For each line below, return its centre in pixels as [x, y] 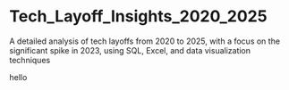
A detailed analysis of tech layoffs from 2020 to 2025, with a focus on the [144, 41]
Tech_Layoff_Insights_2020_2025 [138, 16]
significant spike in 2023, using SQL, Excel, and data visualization [130, 50]
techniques [30, 60]
